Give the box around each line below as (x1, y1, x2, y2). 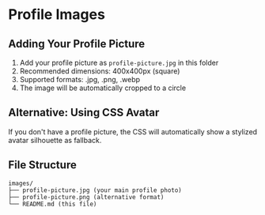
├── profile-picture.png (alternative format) (8, 193, 165, 201)
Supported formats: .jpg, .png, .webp (19, 75, 141, 84)
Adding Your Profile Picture (8, 37, 146, 51)
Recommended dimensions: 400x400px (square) (19, 66, 180, 76)
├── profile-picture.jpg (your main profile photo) (8, 186, 182, 194)
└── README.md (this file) (8, 200, 97, 208)
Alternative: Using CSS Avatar (8, 106, 160, 119)
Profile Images (8, 6, 105, 24)
